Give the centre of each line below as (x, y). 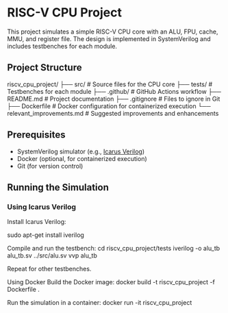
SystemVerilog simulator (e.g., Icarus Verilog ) (81, 151)
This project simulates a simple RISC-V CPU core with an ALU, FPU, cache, (113, 32)
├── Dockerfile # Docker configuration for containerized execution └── (109, 106)
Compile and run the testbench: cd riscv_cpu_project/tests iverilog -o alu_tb (114, 249)
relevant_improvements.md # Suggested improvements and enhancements (113, 113)
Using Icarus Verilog (42, 207)
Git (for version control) (50, 166)
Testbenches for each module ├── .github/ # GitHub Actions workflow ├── (114, 91)
